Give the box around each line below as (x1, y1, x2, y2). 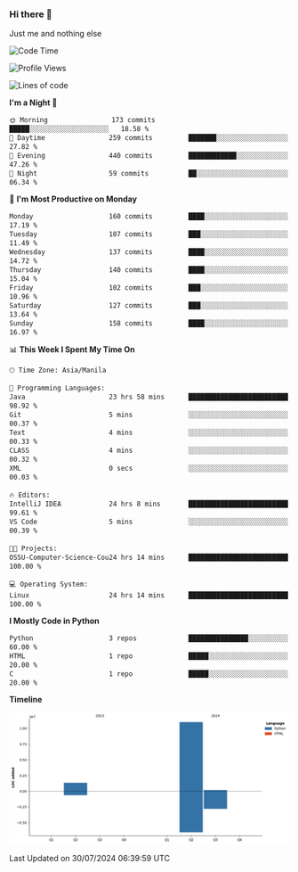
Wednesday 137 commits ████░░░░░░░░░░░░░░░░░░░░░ (9, 248, 289, 257)
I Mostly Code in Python (9, 615, 100, 627)
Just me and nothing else (9, 29, 102, 39)
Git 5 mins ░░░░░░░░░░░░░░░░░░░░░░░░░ (9, 410, 289, 420)
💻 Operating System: (9, 580, 89, 589)
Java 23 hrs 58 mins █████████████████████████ (9, 392, 289, 402)
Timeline (9, 695, 43, 705)
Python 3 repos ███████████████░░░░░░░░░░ (9, 634, 289, 643)
